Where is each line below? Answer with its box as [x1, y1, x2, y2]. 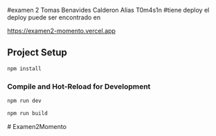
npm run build [7, 110, 48, 117]
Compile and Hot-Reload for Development [7, 81, 151, 91]
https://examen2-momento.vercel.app [7, 27, 116, 35]
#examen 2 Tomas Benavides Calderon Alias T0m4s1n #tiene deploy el [7, 6, 210, 14]
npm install [7, 65, 42, 72]
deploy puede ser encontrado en [7, 13, 101, 22]
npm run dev [7, 97, 42, 104]
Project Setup [7, 46, 68, 58]
